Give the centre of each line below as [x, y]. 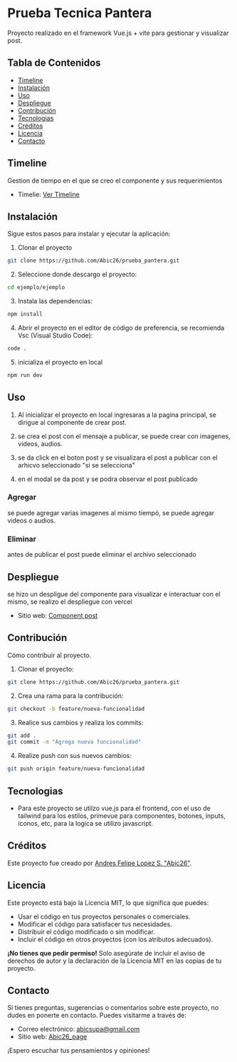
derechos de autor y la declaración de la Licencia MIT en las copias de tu [115, 961]
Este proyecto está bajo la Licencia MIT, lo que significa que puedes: [108, 902]
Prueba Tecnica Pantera [80, 13]
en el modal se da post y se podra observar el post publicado [107, 479]
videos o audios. [31, 520]
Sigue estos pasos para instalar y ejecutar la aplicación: [89, 234]
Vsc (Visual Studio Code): [55, 335]
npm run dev [25, 375]
